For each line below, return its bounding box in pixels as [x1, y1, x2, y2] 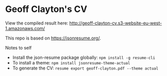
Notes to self [5, 44, 32, 50]
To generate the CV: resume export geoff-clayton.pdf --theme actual [12, 65, 159, 71]
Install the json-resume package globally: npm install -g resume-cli [12, 54, 155, 60]
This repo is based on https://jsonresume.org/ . [5, 35, 101, 41]
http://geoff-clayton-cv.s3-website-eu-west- [69, 20, 162, 26]
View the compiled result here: [5, 20, 69, 26]
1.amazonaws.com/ [5, 25, 45, 31]
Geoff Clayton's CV [5, 3, 88, 15]
